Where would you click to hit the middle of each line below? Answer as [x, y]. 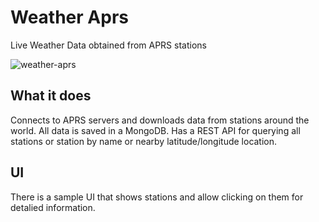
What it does [51, 96]
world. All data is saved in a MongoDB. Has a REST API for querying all [155, 130]
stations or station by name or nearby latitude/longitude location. [144, 141]
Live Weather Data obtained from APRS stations [108, 45]
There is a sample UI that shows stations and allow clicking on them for [157, 197]
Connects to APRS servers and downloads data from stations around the [160, 120]
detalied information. [53, 207]
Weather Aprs [69, 17]
